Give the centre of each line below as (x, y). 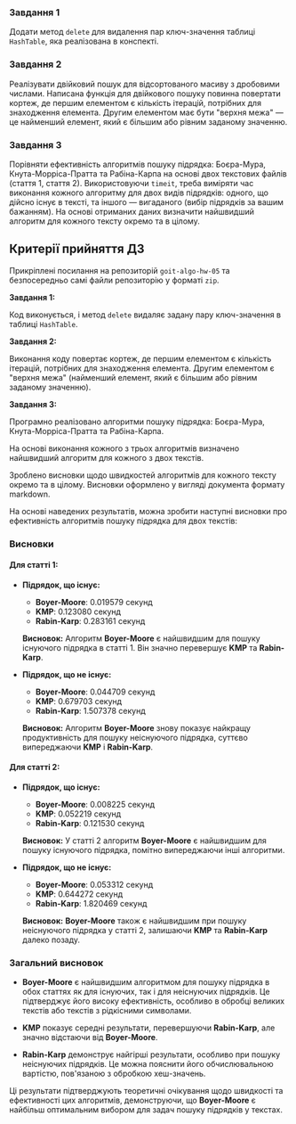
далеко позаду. (51, 940)
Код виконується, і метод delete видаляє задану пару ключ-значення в (145, 315)
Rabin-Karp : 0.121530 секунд (90, 824)
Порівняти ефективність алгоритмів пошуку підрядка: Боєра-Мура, (138, 164)
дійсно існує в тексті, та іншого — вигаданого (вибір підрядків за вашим (147, 201)
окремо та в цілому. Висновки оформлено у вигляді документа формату (147, 484)
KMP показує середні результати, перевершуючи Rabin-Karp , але (148, 1028)
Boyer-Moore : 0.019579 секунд (94, 602)
